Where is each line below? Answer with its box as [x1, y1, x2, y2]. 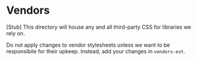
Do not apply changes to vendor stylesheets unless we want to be [6, 41, 170, 48]
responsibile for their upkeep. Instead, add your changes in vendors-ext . [6, 47, 186, 54]
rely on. [6, 29, 25, 36]
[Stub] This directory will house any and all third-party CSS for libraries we [6, 23, 192, 30]
